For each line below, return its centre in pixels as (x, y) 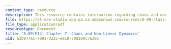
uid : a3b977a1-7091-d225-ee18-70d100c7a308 (52, 39)
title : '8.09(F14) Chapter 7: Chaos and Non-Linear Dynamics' (73, 34)
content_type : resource (31, 10)
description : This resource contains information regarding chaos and (82, 15)
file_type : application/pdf (35, 24)
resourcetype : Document (31, 29)
